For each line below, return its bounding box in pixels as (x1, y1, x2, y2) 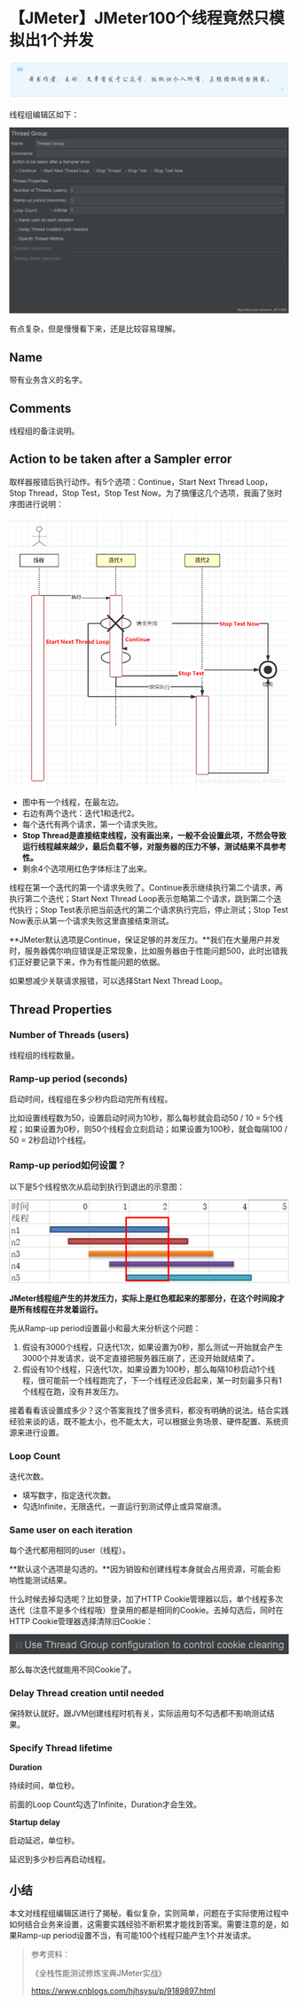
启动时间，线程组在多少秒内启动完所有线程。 (9, 1094, 173, 1105)
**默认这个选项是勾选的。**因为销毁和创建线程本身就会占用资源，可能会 (9, 1564, 274, 1574)
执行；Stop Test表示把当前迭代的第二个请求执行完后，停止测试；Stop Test (16, 905, 288, 915)
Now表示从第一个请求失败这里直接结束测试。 (9, 915, 175, 926)
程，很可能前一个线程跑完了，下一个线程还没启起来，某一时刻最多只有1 (21, 1375, 282, 1385)
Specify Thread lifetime (9, 1741, 113, 1754)
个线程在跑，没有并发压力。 (21, 1386, 124, 1397)
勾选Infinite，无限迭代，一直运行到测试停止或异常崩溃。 (21, 1501, 226, 1511)
